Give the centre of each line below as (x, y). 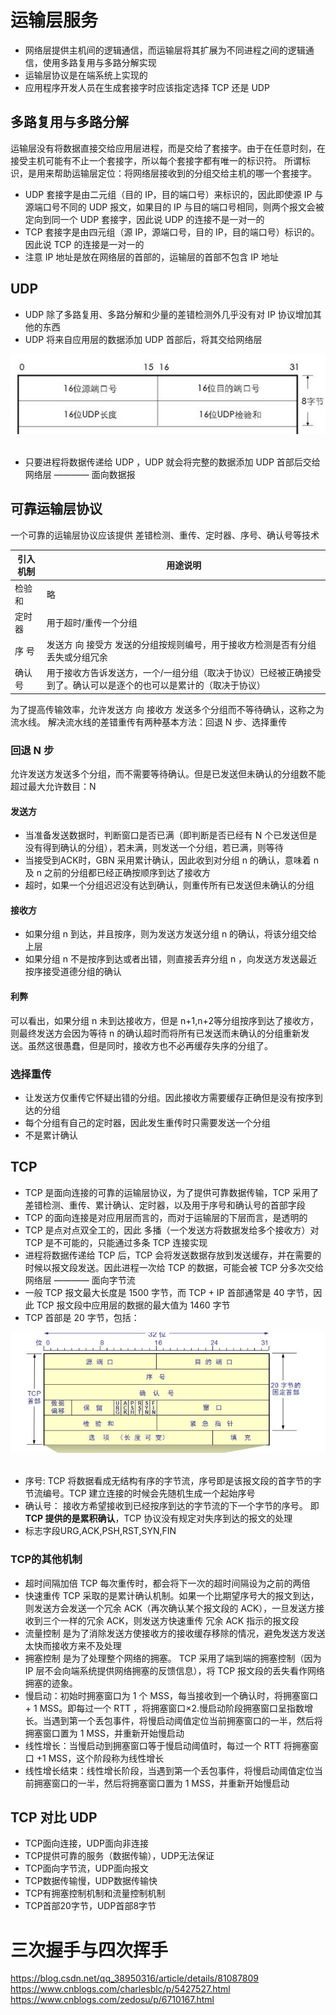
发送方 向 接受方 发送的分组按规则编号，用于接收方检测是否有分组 (181, 645)
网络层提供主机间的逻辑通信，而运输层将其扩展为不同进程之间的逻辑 (165, 50)
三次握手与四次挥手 (89, 1950)
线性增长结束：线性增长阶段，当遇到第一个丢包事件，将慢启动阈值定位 (169, 1770)
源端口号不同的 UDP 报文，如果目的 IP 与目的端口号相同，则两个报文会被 (174, 207)
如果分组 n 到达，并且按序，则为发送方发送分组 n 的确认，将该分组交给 (171, 934)
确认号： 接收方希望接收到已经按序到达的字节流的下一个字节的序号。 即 (172, 1506)
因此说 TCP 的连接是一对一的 (84, 244)
